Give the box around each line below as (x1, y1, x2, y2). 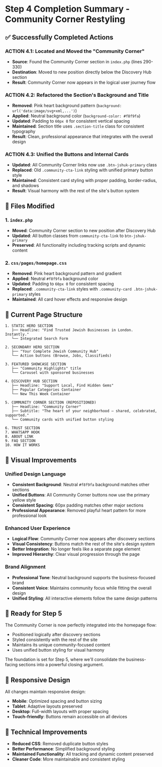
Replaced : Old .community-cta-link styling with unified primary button (12, 167, 153, 173)
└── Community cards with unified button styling (11, 417, 114, 422)
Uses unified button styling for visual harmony (12, 647, 105, 653)
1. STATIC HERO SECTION (5, 324, 53, 329)
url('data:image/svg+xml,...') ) (12, 108, 77, 114)
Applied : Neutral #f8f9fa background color (12, 276, 98, 282)
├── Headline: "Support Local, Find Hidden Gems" (11, 383, 114, 388)
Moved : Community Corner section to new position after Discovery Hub (12, 228, 156, 234)
